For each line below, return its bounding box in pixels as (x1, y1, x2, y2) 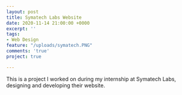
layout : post (6, 8, 39, 15)
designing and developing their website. (6, 82, 105, 89)
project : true (6, 54, 42, 60)
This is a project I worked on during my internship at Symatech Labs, (6, 75, 176, 82)
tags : (6, 31, 20, 37)
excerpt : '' (6, 25, 36, 32)
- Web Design (6, 37, 39, 43)
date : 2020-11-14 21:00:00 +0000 (6, 20, 90, 26)
